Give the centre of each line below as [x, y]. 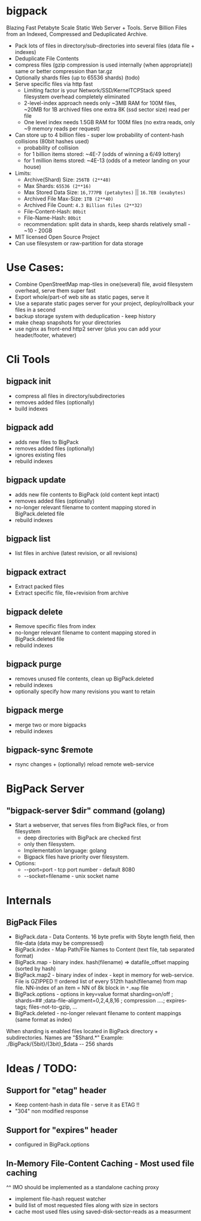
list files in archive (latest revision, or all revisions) [76, 553]
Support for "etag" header [56, 1090]
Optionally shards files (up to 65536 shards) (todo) [77, 77]
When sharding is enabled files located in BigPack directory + [82, 1031]
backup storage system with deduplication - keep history [85, 316]
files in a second [35, 310]
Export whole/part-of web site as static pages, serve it [82, 297]
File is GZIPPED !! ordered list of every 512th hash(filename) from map [101, 982]
